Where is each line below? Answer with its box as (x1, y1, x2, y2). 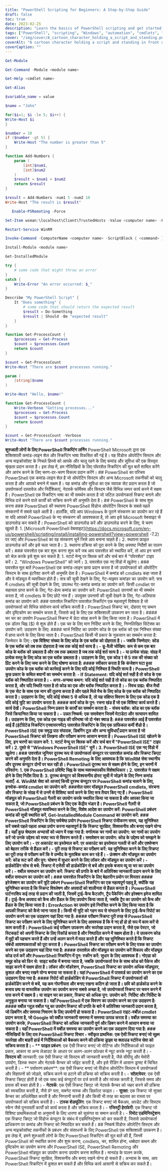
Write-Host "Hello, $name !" (5, 392, 64, 397)
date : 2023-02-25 (5, 21, 41, 26)
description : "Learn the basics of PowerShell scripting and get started (5, 26, 162, 31)
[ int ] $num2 (23, 167, 46, 172)
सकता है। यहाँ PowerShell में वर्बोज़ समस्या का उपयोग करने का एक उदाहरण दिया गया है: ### (5, 1026, 156, 1031)
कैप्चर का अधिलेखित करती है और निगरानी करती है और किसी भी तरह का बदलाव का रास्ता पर (5, 1093, 151, 1099)
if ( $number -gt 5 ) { (5, 135, 50, 140)
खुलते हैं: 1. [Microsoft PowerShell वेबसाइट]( (5, 525, 87, 531)
